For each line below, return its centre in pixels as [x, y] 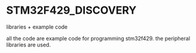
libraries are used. [29, 45]
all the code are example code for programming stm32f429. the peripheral [98, 38]
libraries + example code [37, 27]
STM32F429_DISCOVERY [72, 10]
